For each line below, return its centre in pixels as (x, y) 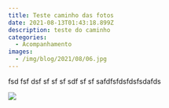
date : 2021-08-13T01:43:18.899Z (61, 23)
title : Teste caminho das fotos (61, 15)
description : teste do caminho (59, 30)
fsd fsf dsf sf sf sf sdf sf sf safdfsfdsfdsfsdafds (84, 81)
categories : (28, 37)
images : (21, 52)
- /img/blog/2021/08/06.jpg (61, 59)
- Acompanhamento (44, 45)
